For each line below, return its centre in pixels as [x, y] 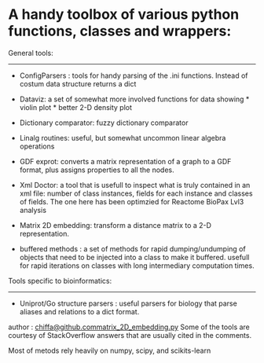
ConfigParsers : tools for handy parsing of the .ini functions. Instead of [134, 75]
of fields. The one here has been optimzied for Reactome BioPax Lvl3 [132, 201]
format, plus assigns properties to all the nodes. [97, 170]
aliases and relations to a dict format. [79, 311]
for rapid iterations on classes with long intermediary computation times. [137, 266]
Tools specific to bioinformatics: [60, 280]
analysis [33, 210]
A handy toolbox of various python [124, 15]
